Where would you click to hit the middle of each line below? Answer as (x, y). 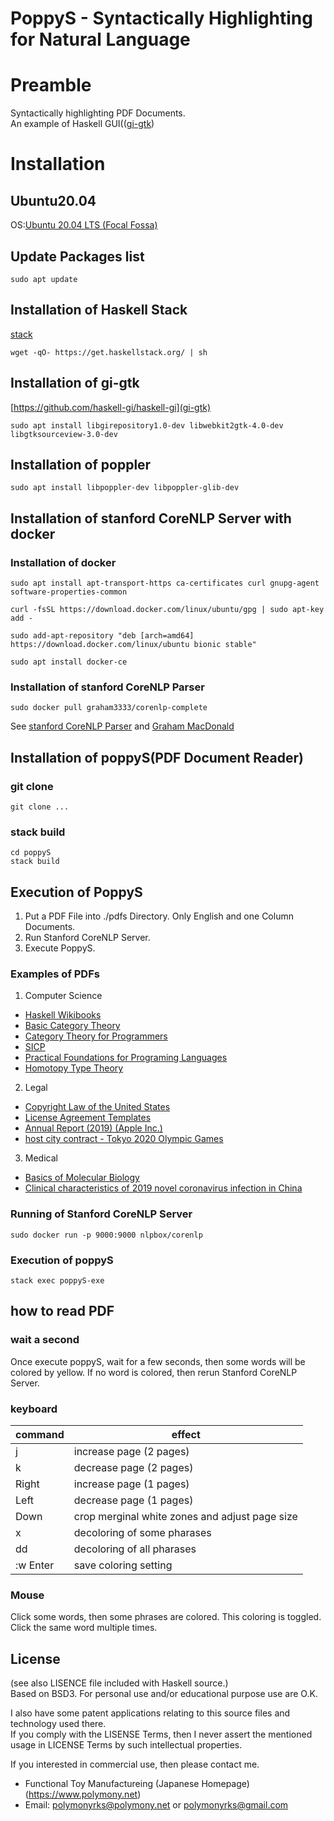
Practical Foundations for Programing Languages (126, 1058)
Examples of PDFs (55, 974)
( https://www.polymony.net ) (83, 1794)
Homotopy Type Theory (74, 1068)
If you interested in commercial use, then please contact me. (135, 1764)
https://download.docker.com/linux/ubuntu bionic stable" (133, 645)
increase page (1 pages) (131, 1484)
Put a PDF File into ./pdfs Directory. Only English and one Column (159, 916)
